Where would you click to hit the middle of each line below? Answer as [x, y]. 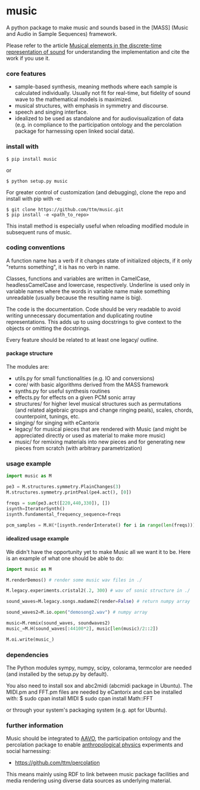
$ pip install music [32, 159]
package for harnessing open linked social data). [75, 131]
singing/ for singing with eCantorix [57, 423]
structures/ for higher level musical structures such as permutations [98, 404]
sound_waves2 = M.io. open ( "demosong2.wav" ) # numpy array [77, 613]
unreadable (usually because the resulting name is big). [74, 298]
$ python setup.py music [37, 181]
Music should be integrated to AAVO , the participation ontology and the [94, 739]
